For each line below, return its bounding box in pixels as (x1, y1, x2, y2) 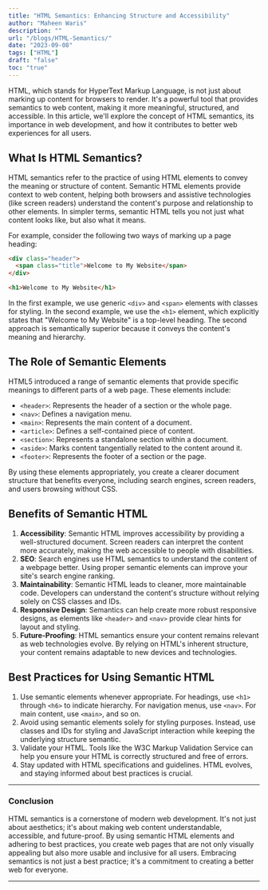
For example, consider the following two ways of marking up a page (8, 230, 231, 240)
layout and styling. (19, 621, 81, 632)
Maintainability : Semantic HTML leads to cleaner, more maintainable (19, 579, 247, 589)
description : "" (8, 26, 62, 34)
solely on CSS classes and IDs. (19, 597, 122, 606)
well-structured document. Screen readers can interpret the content (19, 537, 244, 546)
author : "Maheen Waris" (8, 19, 88, 27)
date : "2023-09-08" (8, 42, 73, 50)
